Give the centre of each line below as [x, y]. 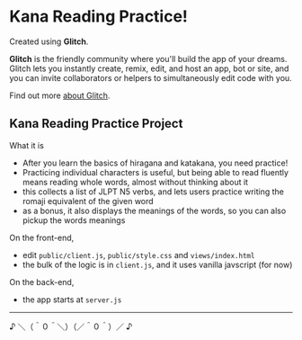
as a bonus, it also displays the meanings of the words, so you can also [154, 210]
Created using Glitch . [49, 41]
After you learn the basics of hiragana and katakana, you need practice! [155, 163]
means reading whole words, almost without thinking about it [135, 182]
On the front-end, [42, 237]
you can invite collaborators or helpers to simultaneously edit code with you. [151, 77]
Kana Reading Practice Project [96, 124]
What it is [27, 145]
